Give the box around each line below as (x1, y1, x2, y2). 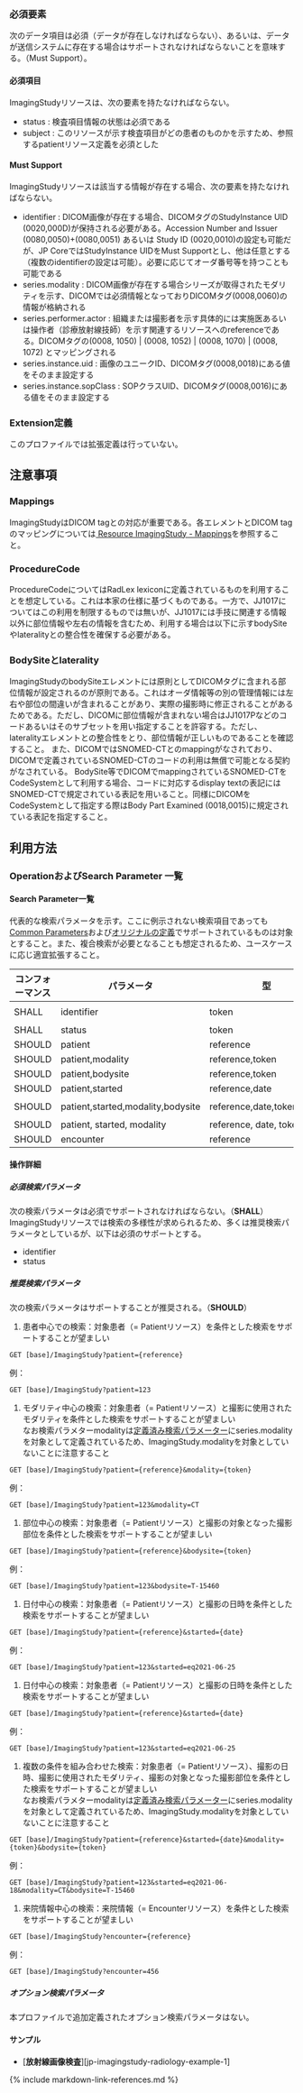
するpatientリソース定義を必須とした (22, 138, 160, 150)
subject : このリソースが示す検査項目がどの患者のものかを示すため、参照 (22, 127, 294, 138)
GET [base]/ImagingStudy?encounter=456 (9, 1968, 160, 1977)
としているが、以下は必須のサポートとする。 (40, 1228, 207, 1239)
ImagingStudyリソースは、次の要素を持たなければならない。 (9, 96, 234, 107)
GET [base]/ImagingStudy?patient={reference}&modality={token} (9, 1465, 252, 1475)
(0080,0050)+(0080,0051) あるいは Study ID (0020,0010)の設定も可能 (22, 234, 284, 244)
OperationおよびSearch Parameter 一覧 (9, 869, 183, 882)
